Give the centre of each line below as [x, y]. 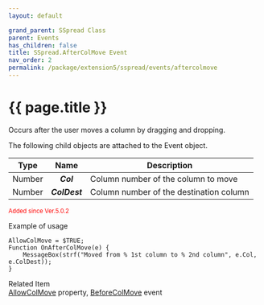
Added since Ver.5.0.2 [39, 211]
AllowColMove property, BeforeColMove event [85, 292]
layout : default [35, 16]
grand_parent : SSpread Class [57, 30]
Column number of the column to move [164, 179]
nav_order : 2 [30, 60]
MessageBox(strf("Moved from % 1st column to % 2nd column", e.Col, [140, 254]
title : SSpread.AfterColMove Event [68, 53]
